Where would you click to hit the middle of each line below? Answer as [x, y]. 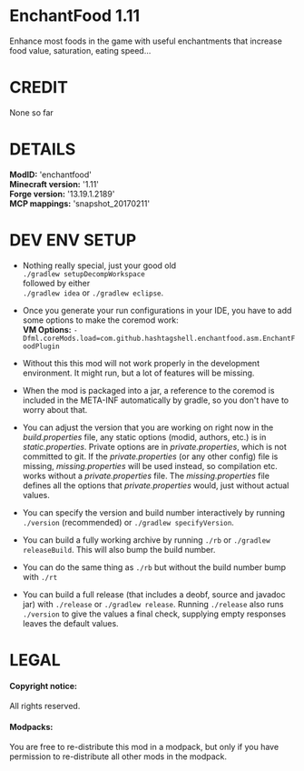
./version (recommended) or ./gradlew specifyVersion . [128, 522]
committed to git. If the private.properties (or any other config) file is [150, 456]
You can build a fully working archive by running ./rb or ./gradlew [146, 540]
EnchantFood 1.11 [75, 16]
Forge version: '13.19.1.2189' [62, 194]
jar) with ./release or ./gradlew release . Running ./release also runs [153, 604]
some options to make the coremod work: [100, 320]
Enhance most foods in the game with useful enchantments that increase [146, 41]
